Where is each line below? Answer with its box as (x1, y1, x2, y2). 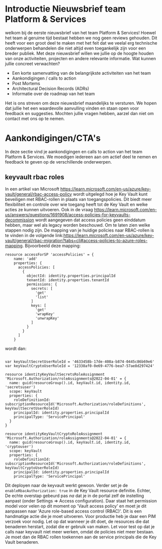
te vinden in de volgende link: (5, 232, 64, 238)
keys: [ (30, 303, 47, 308)
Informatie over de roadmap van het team (12, 91, 95, 97)
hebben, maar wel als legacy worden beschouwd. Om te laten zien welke (5, 222, 150, 228)
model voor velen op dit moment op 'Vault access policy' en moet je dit (5, 503, 147, 509)
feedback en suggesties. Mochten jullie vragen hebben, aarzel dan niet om (5, 110, 154, 116)
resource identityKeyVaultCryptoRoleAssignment (5, 431, 103, 436)
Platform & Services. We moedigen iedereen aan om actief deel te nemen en (5, 154, 157, 160)
